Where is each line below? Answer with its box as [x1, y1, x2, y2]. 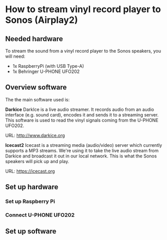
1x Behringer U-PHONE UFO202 [12, 68, 80, 74]
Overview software [5, 83, 67, 92]
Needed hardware [5, 34, 63, 43]
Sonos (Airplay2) [5, 14, 78, 26]
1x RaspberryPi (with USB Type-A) [12, 63, 85, 69]
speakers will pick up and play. [5, 158, 69, 164]
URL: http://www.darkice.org [5, 132, 65, 138]
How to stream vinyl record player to [5, 4, 161, 15]
